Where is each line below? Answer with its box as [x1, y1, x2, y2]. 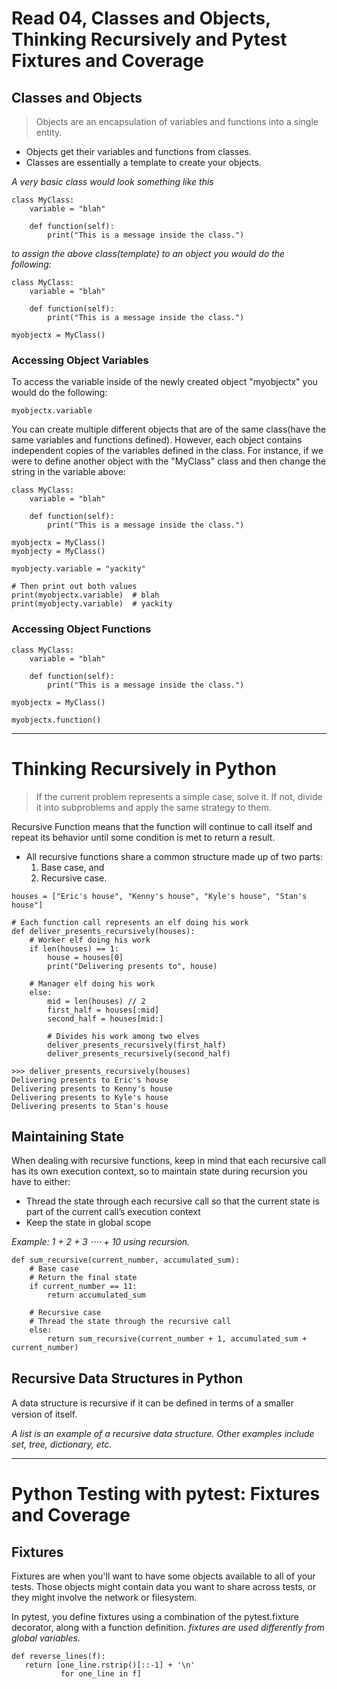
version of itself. [11, 1408, 78, 1421]
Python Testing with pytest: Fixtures [11, 1483, 321, 1506]
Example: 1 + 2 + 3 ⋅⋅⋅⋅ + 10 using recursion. [11, 1236, 191, 1248]
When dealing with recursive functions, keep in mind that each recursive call [11, 1155, 327, 1167]
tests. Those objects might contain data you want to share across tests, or [11, 1581, 317, 1593]
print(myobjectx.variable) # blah [11, 590, 160, 601]
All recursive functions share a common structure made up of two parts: [25, 850, 323, 862]
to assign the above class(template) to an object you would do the [11, 248, 286, 259]
